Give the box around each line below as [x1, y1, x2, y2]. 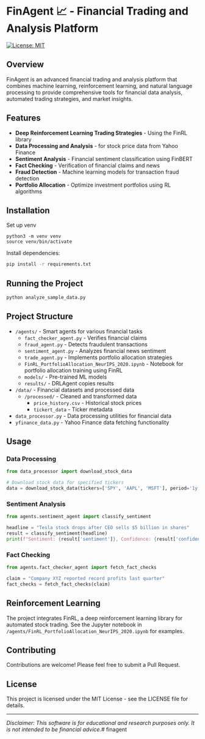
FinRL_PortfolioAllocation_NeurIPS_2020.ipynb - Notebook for [24, 360, 184, 367]
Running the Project [6, 278, 84, 289]
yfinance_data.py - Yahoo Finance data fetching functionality [15, 418, 170, 426]
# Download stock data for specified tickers [6, 480, 124, 486]
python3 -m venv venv [6, 233, 62, 240]
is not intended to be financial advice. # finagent [6, 726, 127, 733]
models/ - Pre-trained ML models [24, 373, 107, 381]
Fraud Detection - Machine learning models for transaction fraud [15, 168, 179, 176]
